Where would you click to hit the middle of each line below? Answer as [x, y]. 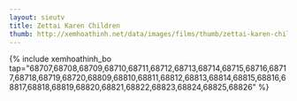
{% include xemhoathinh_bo [61, 59]
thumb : [21, 34]
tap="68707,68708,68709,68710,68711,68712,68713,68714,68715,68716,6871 [148, 68]
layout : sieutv [37, 17]
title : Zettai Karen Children [65, 26]
